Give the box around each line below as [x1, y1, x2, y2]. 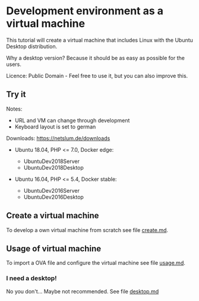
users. [6, 61, 22, 68]
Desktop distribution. [6, 43, 58, 50]
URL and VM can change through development [14, 117, 130, 124]
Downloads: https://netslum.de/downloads [6, 134, 110, 142]
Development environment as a [6, 4, 164, 18]
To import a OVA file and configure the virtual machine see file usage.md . [6, 259, 186, 266]
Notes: [6, 105, 23, 112]
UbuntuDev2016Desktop [23, 193, 84, 200]
